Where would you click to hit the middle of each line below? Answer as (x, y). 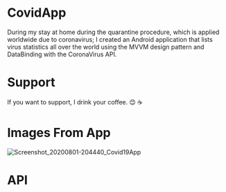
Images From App (59, 133)
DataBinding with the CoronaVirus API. (62, 54)
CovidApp (37, 13)
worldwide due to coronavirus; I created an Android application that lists (110, 39)
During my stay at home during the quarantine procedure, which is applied (113, 32)
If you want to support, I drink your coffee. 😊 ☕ (75, 102)
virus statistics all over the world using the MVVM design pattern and (106, 47)
